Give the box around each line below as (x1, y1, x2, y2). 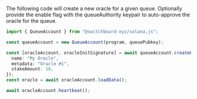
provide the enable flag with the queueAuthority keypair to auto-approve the (6, 11, 191, 18)
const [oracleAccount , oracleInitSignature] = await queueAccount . (6, 50, 175, 56)
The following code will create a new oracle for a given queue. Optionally (6, 5, 182, 12)
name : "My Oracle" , (11, 55, 59, 61)
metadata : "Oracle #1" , (11, 61, 69, 67)
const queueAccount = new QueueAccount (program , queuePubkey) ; (6, 39, 164, 45)
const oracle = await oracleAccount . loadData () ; (6, 77, 127, 83)
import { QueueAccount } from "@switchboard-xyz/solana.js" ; (6, 29, 159, 35)
